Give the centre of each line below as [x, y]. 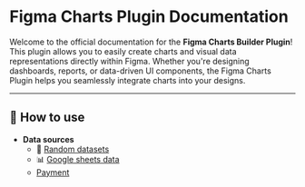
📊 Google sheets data [78, 159]
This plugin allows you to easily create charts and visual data [123, 51]
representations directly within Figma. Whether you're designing [129, 61]
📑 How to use [47, 118]
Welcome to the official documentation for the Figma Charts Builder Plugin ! [151, 42]
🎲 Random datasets [73, 149]
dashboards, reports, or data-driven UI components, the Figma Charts [141, 71]
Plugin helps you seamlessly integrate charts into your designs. [128, 80]
